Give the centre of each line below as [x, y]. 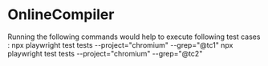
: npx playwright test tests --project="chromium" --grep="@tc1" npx [120, 45]
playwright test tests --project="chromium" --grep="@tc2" [105, 53]
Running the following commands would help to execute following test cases [134, 37]
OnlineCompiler [61, 15]
